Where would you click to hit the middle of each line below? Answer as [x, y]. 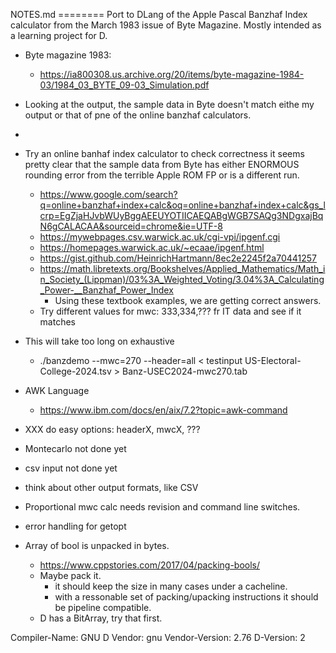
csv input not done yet [71, 468]
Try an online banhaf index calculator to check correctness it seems [164, 153]
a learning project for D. [59, 35]
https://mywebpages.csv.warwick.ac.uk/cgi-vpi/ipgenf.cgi [160, 237]
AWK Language [57, 390]
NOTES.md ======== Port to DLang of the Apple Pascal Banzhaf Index [159, 14]
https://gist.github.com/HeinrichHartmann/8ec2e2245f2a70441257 [178, 258]
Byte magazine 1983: [68, 55]
